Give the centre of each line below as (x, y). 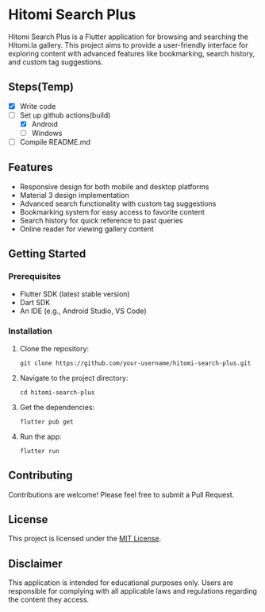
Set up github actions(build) (65, 115)
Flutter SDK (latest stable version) (75, 294)
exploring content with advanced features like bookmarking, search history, (132, 53)
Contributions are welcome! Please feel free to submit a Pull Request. (121, 494)
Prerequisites (35, 277)
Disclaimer (35, 563)
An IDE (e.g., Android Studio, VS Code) (83, 311)
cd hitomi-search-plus (57, 392)
